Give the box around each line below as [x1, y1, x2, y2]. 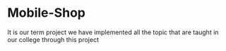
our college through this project [7, 35, 99, 43]
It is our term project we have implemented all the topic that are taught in [7, 28, 219, 36]
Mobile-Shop [7, 5, 86, 21]
